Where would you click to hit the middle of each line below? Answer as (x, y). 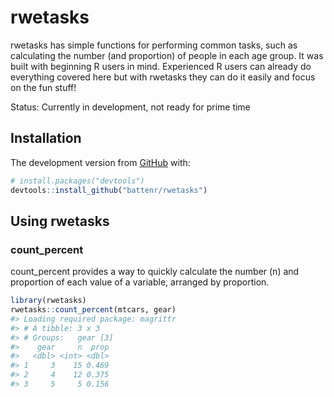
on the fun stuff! (43, 87)
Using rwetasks (60, 221)
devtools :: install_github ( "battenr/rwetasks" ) (109, 190)
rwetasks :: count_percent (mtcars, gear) (93, 310)
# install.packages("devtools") (77, 181)
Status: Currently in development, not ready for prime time (130, 107)
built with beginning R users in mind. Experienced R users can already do (161, 66)
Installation (46, 138)
